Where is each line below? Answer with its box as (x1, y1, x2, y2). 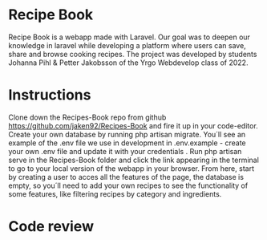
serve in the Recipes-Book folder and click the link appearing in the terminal (8, 155, 259, 165)
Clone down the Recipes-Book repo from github (8, 112, 167, 122)
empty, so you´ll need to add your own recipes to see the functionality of (8, 181, 249, 190)
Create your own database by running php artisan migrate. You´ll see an (8, 129, 246, 139)
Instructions (8, 86, 91, 104)
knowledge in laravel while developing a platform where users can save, (8, 40, 246, 50)
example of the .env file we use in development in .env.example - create (8, 138, 246, 148)
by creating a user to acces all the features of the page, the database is (8, 172, 245, 181)
